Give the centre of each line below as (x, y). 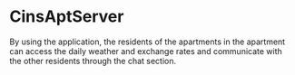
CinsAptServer (67, 17)
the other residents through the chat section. (93, 61)
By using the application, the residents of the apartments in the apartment (147, 42)
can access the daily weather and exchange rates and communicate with (146, 51)
